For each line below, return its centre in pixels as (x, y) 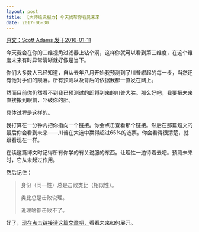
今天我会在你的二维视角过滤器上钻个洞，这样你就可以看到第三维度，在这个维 (99, 53)
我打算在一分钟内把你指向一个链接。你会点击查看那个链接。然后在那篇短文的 (99, 125)
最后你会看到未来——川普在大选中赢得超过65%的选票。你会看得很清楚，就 (97, 133)
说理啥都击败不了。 (44, 210)
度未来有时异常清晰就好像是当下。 (48, 60)
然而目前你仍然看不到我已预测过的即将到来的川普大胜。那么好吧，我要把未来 (99, 93)
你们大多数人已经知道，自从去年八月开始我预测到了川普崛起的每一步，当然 (97, 73)
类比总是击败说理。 (44, 198)
